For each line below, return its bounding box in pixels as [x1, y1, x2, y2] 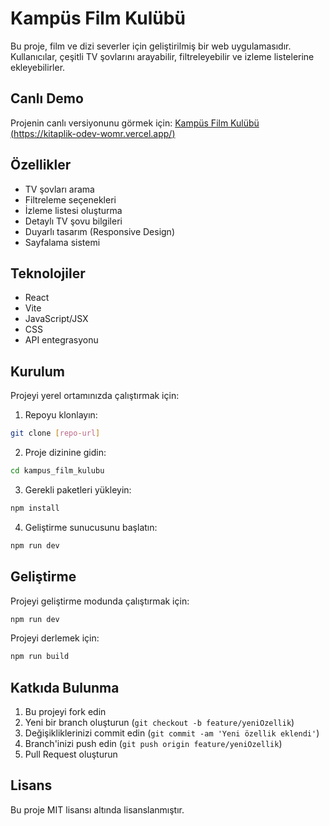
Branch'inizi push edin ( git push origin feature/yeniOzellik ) [24, 738, 283, 750]
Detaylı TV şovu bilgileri [24, 215, 123, 227]
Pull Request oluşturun [24, 748, 118, 761]
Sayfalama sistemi [24, 236, 101, 248]
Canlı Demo [10, 90, 84, 107]
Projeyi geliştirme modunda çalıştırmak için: [10, 595, 190, 607]
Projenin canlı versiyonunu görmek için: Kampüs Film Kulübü [10, 117, 260, 129]
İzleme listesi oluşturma [24, 204, 123, 216]
